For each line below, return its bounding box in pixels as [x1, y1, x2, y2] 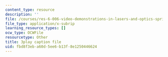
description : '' [5, 12, 39, 17]
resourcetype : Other [5, 35, 48, 40]
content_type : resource [5, 7, 55, 12]
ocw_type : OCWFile [5, 30, 43, 35]
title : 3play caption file [5, 40, 61, 45]
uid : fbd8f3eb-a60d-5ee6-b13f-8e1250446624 [5, 44, 97, 49]
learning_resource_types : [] [5, 26, 66, 31]
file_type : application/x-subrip [5, 21, 75, 26]
